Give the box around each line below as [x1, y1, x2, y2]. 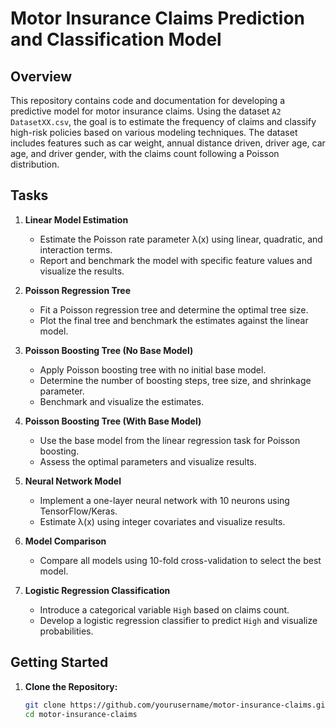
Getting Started [10, 654, 109, 671]
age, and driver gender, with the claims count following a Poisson [10, 148, 280, 159]
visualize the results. [39, 265, 125, 277]
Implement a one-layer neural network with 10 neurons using [39, 494, 290, 506]
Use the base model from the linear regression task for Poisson [39, 434, 301, 446]
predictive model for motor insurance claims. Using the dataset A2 [10, 105, 282, 117]
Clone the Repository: [24, 680, 118, 692]
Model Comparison [24, 535, 107, 547]
